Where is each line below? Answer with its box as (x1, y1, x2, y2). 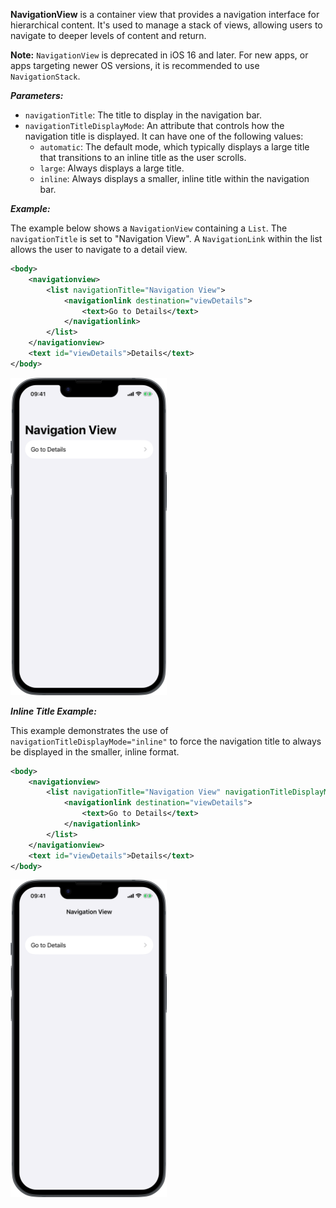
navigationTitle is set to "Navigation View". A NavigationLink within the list (10, 233, 323, 244)
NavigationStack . (10, 70, 81, 82)
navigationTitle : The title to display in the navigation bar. (24, 109, 262, 121)
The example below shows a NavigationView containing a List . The (10, 222, 288, 234)
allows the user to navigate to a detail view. (10, 244, 188, 255)
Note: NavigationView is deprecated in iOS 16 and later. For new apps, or (10, 49, 309, 61)
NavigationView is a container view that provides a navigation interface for (10, 9, 320, 20)
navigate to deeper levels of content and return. (10, 30, 207, 41)
